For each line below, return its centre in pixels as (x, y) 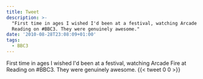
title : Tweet (23, 12)
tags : (13, 40)
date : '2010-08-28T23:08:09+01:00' (51, 35)
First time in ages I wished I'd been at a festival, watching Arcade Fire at (96, 63)
